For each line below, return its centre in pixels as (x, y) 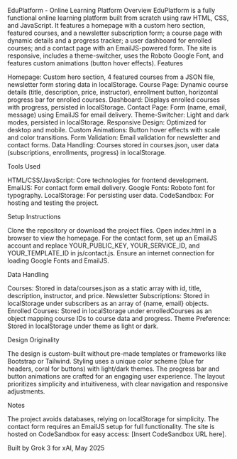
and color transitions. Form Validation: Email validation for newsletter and (114, 137)
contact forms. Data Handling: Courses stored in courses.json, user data (113, 145)
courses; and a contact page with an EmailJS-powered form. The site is (112, 48)
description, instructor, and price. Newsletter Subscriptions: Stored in (109, 296)
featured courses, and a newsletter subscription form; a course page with (115, 33)
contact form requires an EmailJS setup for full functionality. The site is (111, 427)
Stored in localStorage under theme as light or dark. (83, 326)
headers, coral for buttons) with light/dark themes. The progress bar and (114, 369)
